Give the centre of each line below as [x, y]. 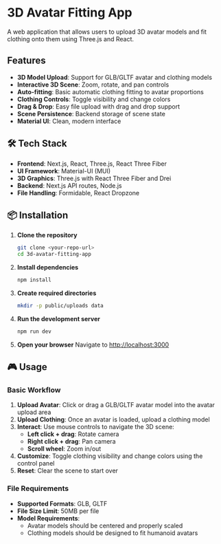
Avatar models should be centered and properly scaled [105, 525]
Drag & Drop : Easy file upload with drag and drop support [98, 106]
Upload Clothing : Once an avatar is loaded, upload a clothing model [114, 420]
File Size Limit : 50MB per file [58, 511]
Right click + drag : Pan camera [71, 442]
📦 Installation [38, 215]
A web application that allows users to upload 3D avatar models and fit [107, 32]
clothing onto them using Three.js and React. [70, 39]
